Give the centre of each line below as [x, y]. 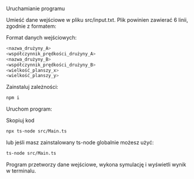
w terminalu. [21, 171]
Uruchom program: [29, 109]
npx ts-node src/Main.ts [36, 131]
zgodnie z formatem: [31, 26]
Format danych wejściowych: [41, 37]
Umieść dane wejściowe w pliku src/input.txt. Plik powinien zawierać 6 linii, [97, 20]
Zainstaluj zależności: [32, 87]
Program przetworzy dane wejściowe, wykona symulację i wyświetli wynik [96, 164]
